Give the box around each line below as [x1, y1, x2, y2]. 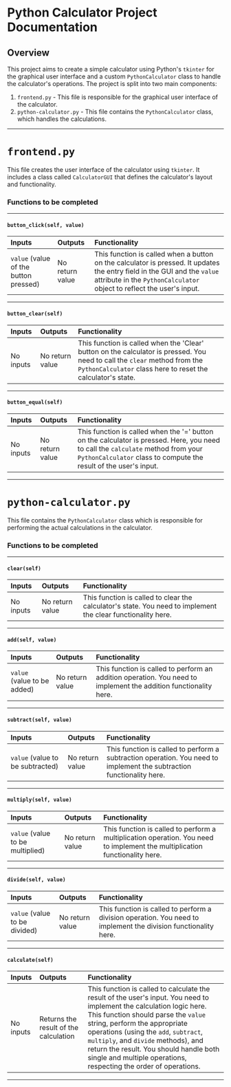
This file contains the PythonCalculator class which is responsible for [7, 516, 203, 524]
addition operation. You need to [96, 672, 197, 682]
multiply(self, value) [7, 796, 72, 804]
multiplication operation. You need [102, 833, 214, 842]
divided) [10, 926, 38, 936]
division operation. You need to [98, 913, 199, 923]
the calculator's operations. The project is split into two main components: [7, 80, 217, 87]
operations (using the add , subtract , [87, 1027, 203, 1037]
